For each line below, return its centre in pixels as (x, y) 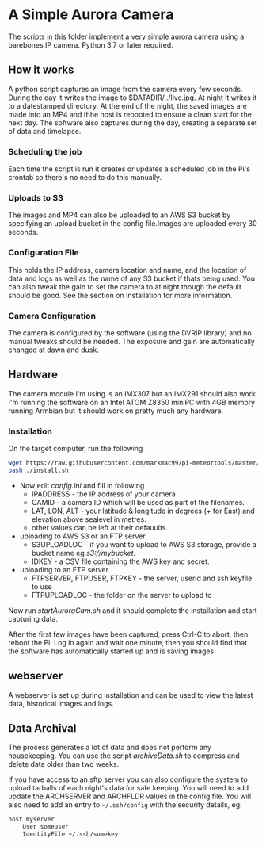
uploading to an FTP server (64, 569)
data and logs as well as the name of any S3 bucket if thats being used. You (132, 278)
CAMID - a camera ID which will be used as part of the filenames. (138, 502)
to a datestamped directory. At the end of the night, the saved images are (128, 105)
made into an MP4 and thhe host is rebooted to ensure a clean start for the (130, 114)
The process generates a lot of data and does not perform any (110, 748)
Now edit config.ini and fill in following (82, 485)
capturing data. (33, 618)
